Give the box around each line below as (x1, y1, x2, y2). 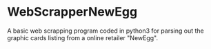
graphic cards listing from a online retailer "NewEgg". (7, 33, 159, 42)
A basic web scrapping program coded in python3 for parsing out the (7, 27, 205, 35)
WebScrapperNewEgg (7, 4, 138, 20)
